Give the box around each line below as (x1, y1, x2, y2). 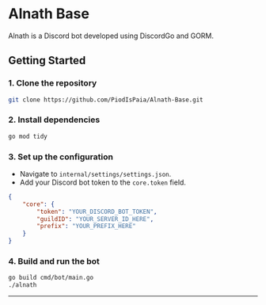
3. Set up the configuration (8, 151, 113, 162)
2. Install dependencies (8, 114, 101, 125)
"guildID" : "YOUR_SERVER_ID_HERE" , (36, 215, 154, 223)
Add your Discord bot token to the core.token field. (19, 177, 186, 187)
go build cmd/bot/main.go (8, 274, 93, 282)
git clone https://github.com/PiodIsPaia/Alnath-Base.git (8, 96, 203, 104)
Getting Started (8, 54, 86, 67)
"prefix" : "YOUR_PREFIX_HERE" (36, 223, 136, 231)
